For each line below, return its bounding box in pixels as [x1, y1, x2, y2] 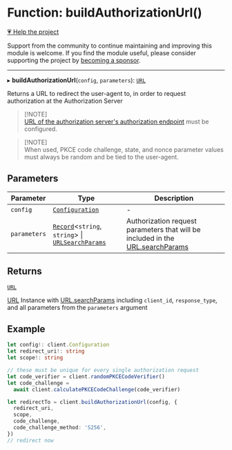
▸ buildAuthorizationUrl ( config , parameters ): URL [7, 76, 146, 84]
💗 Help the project [7, 28, 59, 36]
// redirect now [7, 437, 54, 444]
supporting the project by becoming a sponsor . [7, 56, 141, 64]
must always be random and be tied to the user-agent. [23, 153, 180, 161]
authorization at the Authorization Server [7, 97, 123, 105]
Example [7, 323, 46, 335]
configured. [23, 124, 57, 133]
